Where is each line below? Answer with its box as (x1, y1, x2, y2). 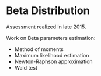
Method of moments (14, 45, 64, 53)
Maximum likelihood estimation (14, 52, 89, 59)
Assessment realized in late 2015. (6, 23, 86, 30)
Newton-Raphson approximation (14, 58, 93, 65)
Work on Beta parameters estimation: (6, 34, 96, 41)
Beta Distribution (6, 4, 90, 17)
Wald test (14, 64, 38, 71)
